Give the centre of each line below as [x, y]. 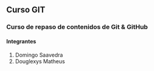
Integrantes [21, 41]
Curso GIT [26, 10]
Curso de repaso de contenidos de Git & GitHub [77, 27]
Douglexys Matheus [40, 61]
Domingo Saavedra [39, 55]
